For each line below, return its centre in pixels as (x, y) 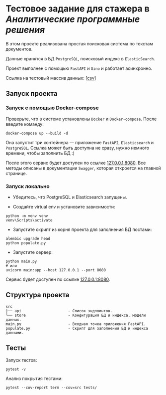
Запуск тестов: (21, 360)
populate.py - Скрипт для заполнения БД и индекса (77, 328)
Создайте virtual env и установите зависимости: (64, 206)
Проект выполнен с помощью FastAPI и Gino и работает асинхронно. (79, 68)
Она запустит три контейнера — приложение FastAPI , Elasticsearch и (80, 142)
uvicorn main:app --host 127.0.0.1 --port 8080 (56, 270)
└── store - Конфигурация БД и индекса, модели (76, 315)
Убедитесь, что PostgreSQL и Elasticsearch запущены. (70, 197)
